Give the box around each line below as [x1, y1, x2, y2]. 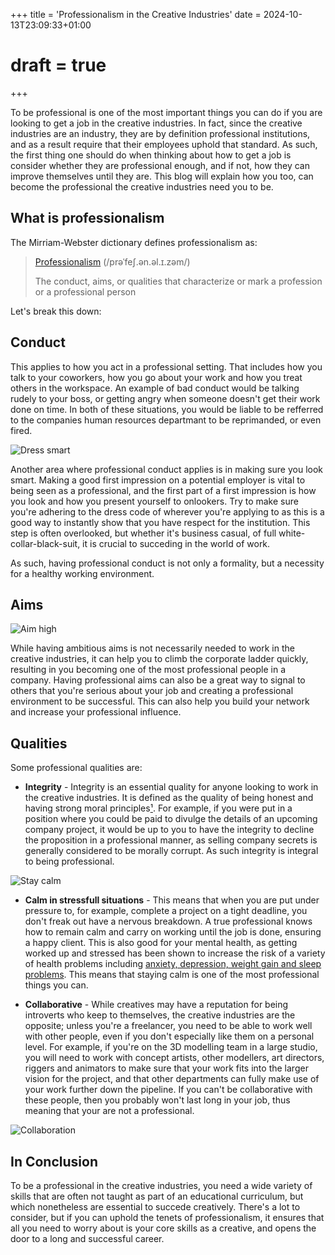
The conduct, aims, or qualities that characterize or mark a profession [34, 275, 323, 287]
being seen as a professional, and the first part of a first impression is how [10, 484, 317, 496]
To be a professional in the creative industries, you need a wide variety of [10, 1180, 313, 1191]
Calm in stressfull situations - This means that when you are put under [24, 894, 320, 906]
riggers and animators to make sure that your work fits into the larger [24, 1062, 309, 1074]
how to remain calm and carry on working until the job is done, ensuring [24, 926, 322, 938]
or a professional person [34, 285, 137, 298]
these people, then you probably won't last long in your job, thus [24, 1094, 291, 1106]
